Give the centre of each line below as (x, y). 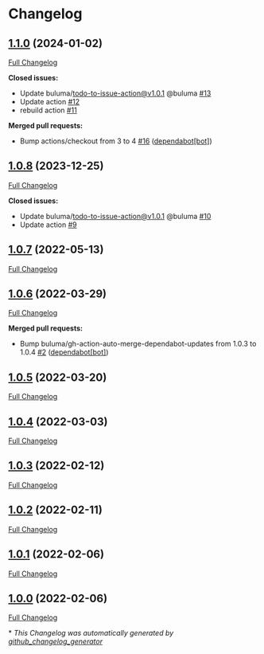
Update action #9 (48, 225)
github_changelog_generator (56, 641)
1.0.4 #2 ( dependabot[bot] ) (64, 352)
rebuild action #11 (48, 110)
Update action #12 (50, 102)
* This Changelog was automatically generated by (91, 633)
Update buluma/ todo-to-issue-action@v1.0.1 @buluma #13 (115, 93)
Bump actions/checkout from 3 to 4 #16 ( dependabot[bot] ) (116, 141)
